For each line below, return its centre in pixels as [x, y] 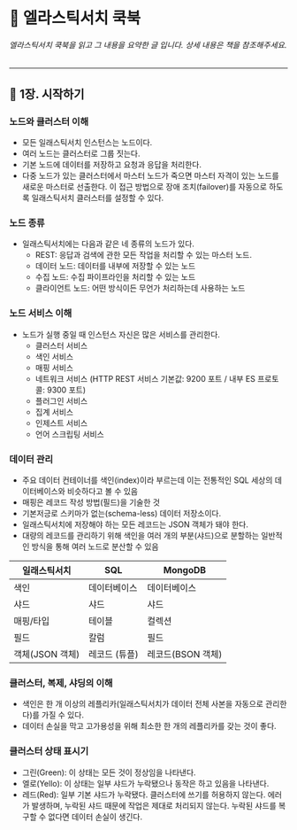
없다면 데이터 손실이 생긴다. [95, 817]
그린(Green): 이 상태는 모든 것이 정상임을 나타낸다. [109, 772]
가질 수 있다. [62, 715]
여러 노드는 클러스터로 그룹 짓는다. [81, 154]
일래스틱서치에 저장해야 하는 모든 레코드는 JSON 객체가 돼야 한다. [135, 524]
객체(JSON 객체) [47, 654]
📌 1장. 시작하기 [47, 94]
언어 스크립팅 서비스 [69, 434]
